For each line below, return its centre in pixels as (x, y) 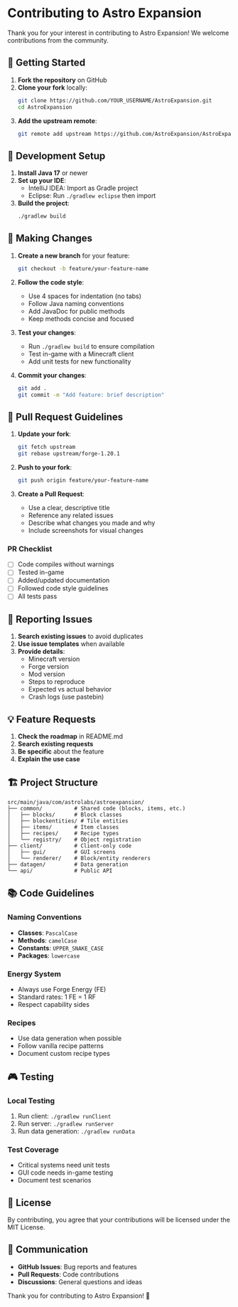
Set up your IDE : (42, 181)
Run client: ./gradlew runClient (64, 1116)
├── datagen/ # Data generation (68, 864)
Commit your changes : (52, 375)
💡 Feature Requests (52, 719)
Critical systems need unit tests (64, 1165)
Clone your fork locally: (52, 88)
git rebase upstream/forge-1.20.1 (69, 454)
